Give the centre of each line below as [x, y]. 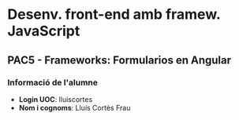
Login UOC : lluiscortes [56, 99]
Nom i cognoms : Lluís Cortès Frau [75, 107]
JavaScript [44, 31]
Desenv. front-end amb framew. [114, 15]
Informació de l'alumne [53, 82]
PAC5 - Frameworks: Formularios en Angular [119, 60]
